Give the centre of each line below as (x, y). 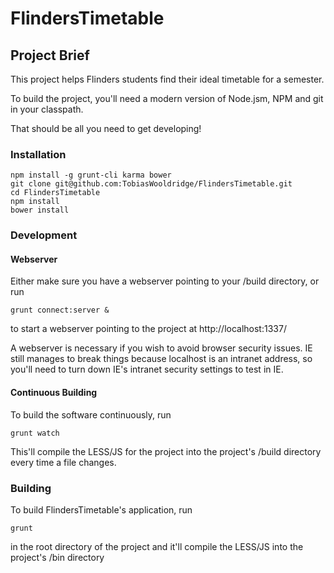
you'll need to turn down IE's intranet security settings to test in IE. (147, 369)
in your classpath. (47, 109)
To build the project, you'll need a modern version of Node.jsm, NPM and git (167, 98)
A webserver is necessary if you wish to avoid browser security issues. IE (161, 348)
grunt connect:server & (60, 310)
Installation (38, 154)
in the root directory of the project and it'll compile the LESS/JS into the (157, 546)
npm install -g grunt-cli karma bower (91, 175)
